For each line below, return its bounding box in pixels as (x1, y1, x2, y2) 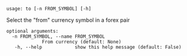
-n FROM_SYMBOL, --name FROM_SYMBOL (12, 33, 105, 40)
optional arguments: (6, 28, 59, 34)
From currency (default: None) (42, 39, 122, 45)
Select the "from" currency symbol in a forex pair (6, 16, 130, 24)
